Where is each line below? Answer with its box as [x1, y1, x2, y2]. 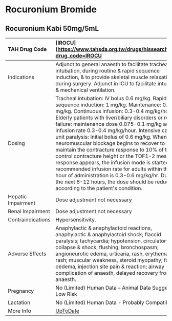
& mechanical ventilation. [55, 86, 116, 93]
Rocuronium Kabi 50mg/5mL [5, 24, 99, 33]
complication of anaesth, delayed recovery [55, 270, 158, 276]
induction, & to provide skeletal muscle [55, 73, 148, 81]
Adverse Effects [8, 250, 47, 257]
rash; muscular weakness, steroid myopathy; [55, 257, 163, 263]
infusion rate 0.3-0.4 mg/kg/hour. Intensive [55, 127, 161, 134]
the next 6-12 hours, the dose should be [55, 178, 154, 185]
